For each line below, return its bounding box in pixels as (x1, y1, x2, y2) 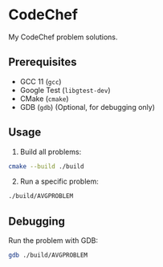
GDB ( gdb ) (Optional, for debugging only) (19, 102, 155, 111)
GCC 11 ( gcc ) (19, 76, 62, 86)
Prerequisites (8, 55, 77, 69)
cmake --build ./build (8, 162, 84, 170)
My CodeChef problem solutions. (8, 32, 118, 42)
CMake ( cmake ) (19, 94, 70, 103)
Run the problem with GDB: (8, 236, 99, 245)
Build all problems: (19, 147, 82, 156)
